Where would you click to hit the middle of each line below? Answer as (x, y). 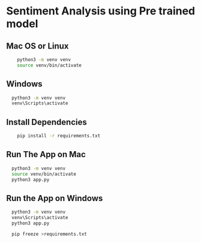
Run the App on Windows (55, 198)
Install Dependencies (46, 122)
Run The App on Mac (46, 154)
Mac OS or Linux (37, 46)
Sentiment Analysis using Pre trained (101, 11)
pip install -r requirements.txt (59, 136)
